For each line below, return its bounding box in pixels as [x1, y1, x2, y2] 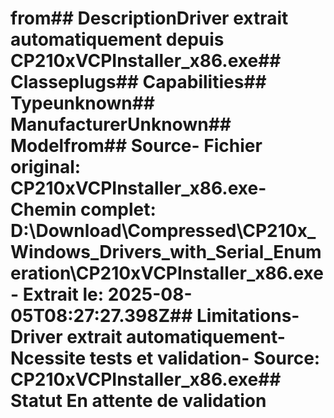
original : [10, 156, 82, 179]
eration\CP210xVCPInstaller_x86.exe [10, 262, 324, 285]
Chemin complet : [10, 198, 157, 221]
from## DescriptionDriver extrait [10, 7, 289, 30]
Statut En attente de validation [10, 390, 267, 412]
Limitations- [196, 305, 300, 327]
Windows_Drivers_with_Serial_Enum [10, 241, 322, 264]
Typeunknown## [10, 92, 156, 115]
